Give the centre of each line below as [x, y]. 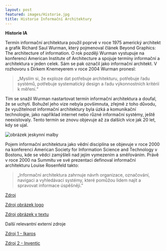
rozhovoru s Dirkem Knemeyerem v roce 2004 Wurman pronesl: [71, 69]
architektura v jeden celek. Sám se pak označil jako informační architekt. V [81, 64]
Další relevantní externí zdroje [35, 224]
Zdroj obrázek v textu [27, 214]
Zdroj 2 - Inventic [23, 243]
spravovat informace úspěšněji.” [50, 186]
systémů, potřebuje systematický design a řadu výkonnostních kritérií [88, 84]
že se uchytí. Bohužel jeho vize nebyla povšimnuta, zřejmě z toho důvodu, [81, 104]
